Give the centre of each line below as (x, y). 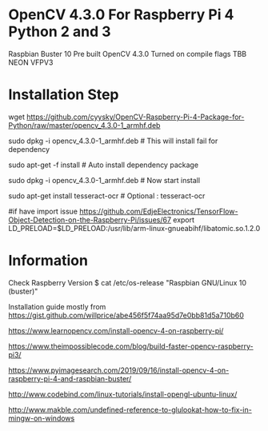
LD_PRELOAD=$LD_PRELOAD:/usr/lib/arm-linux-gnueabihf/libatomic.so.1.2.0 (134, 228)
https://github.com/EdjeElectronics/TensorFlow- (159, 211)
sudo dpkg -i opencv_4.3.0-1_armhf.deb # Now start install (104, 180)
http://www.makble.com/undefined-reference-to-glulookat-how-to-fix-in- (130, 409)
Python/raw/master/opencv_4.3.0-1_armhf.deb (84, 125)
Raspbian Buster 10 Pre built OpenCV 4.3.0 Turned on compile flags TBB (128, 54)
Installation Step (64, 95)
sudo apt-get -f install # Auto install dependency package (103, 165)
